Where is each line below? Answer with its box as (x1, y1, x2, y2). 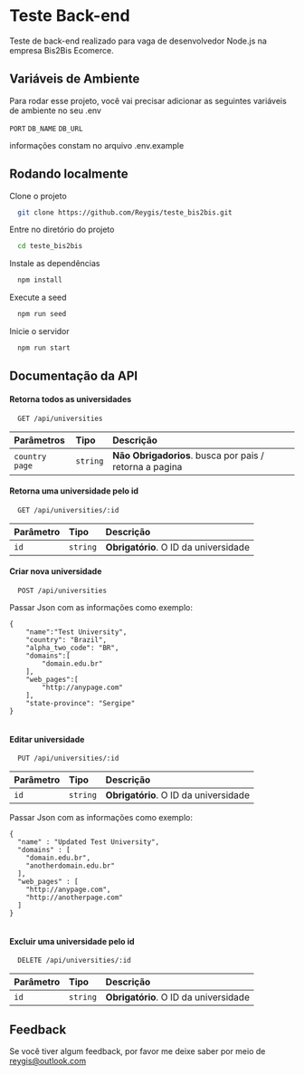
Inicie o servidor (9, 326, 70, 337)
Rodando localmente (9, 167, 128, 182)
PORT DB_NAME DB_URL (9, 124, 83, 133)
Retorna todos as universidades (9, 393, 132, 404)
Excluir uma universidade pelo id (9, 936, 135, 946)
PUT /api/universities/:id (17, 753, 119, 763)
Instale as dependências (9, 258, 100, 269)
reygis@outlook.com (9, 1056, 87, 1067)
